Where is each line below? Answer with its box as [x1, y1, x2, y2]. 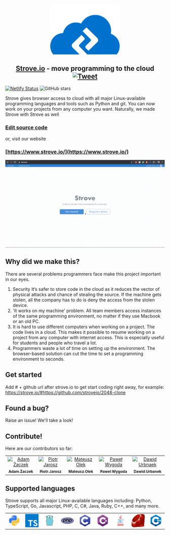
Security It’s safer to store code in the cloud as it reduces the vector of [12, 286, 160, 292]
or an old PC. [12, 318, 40, 324]
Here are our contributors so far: [5, 445, 73, 452]
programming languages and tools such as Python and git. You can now [5, 101, 155, 107]
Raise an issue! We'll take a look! [5, 417, 73, 423]
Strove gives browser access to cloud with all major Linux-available [5, 95, 146, 102]
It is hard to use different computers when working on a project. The [12, 324, 155, 330]
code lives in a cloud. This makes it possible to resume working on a [12, 329, 155, 335]
